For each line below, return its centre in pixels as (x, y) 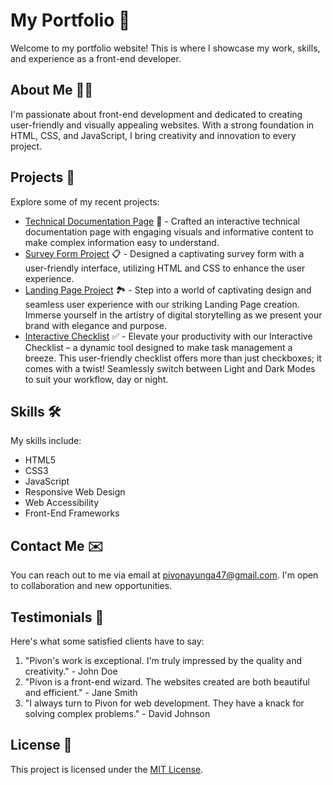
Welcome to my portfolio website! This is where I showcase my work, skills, (165, 48)
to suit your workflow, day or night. (96, 379)
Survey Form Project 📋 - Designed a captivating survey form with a (164, 253)
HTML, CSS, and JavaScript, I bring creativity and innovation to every (153, 135)
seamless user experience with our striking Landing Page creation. (162, 304)
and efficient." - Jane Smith (81, 692)
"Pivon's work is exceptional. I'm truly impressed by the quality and (163, 660)
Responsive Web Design (75, 492)
